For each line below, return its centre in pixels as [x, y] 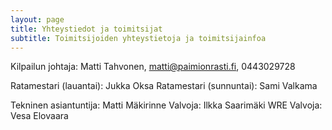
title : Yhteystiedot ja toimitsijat [86, 29]
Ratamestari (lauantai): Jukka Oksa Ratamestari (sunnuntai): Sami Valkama [164, 86]
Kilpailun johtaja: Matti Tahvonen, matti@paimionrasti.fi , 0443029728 [153, 67]
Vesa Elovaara [39, 116]
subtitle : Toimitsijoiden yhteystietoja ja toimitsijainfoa [138, 38]
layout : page [37, 19]
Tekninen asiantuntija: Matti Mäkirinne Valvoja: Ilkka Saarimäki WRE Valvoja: [166, 105]
